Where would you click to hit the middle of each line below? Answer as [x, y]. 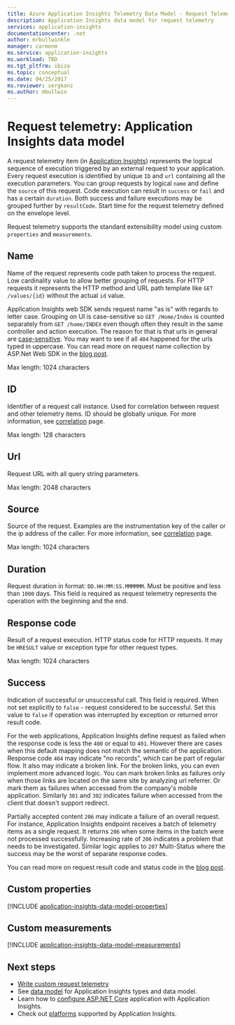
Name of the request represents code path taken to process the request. [112, 273]
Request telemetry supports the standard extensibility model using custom [115, 227]
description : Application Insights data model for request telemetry [111, 20]
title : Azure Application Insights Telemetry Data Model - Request [108, 14]
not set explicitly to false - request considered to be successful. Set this [112, 707]
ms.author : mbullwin [37, 92]
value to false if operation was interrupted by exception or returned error [113, 714]
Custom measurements [59, 928]
